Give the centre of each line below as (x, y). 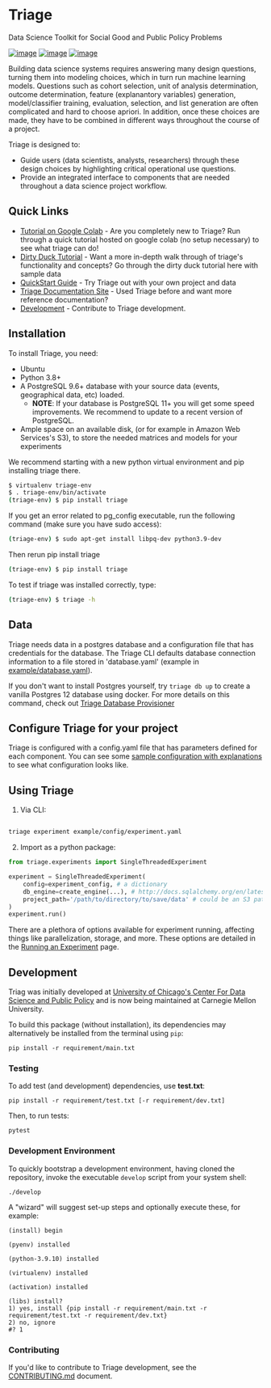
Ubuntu (33, 369)
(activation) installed (48, 1287)
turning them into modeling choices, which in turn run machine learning (127, 77)
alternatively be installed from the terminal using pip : (96, 1034)
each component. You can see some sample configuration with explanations (135, 756)
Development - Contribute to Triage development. (103, 308)
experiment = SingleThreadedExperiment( (77, 877)
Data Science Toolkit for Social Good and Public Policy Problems (115, 37)
